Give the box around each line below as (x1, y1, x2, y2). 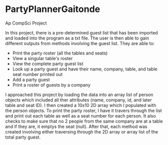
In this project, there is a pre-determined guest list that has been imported (5, 29, 158, 35)
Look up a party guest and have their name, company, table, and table (12, 66, 158, 72)
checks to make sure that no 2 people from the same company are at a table (5, 118, 163, 124)
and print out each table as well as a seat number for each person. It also (5, 112, 156, 118)
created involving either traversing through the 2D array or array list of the (5, 128, 158, 134)
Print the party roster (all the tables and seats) (12, 50, 108, 56)
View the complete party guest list (12, 60, 84, 66)
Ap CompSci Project (5, 20, 47, 26)
